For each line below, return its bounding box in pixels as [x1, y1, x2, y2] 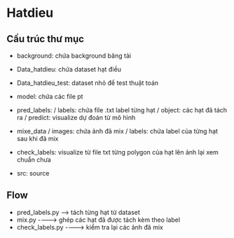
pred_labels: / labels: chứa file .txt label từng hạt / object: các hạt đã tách [16, 106, 228, 114]
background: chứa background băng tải [16, 51, 131, 60]
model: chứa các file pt [16, 93, 83, 100]
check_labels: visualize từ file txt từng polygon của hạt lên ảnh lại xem [16, 148, 219, 156]
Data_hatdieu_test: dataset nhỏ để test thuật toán [16, 79, 159, 87]
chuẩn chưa [16, 156, 52, 164]
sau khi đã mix [16, 135, 59, 143]
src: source [16, 169, 50, 177]
